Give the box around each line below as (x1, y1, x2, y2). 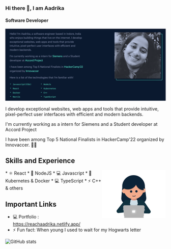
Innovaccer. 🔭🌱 (5, 142, 37, 148)
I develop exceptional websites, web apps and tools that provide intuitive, (5, 105, 159, 112)
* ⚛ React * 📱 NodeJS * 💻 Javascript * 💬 (5, 170, 92, 176)
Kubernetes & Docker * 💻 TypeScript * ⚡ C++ (5, 178, 102, 184)
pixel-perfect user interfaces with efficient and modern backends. (5, 111, 144, 117)
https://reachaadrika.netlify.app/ (12, 221, 80, 227)
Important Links (5, 200, 57, 208)
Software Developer (5, 17, 49, 23)
